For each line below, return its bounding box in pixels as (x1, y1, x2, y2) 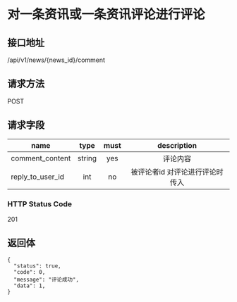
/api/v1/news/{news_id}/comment (7, 56, 106, 64)
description (157, 140, 197, 150)
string (77, 153, 97, 163)
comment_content (11, 153, 71, 163)
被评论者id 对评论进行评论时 (130, 167, 224, 177)
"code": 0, (13, 268, 46, 275)
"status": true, (13, 262, 61, 270)
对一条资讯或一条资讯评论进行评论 (7, 6, 206, 23)
